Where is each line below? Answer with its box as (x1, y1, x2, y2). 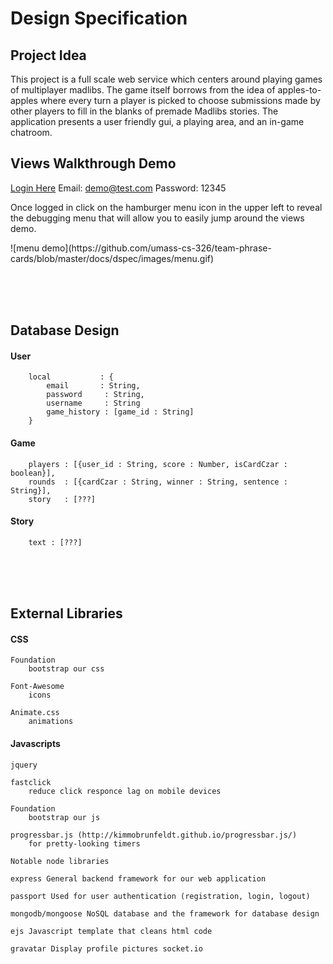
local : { (28, 372, 114, 382)
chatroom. (10, 127, 53, 138)
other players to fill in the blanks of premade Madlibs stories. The (10, 105, 279, 117)
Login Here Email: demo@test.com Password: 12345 (10, 182, 227, 194)
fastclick (10, 777, 52, 787)
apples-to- (277, 84, 322, 96)
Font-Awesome (10, 682, 65, 692)
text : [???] (28, 537, 83, 547)
